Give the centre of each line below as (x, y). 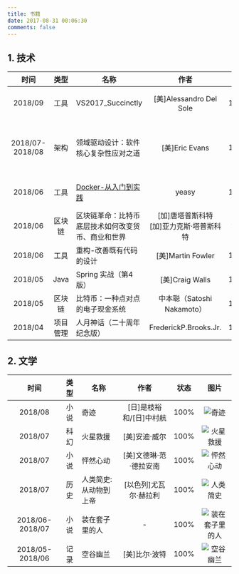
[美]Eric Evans (185, 148)
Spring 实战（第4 (105, 275)
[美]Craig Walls (185, 280)
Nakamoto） (185, 309)
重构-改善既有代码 (107, 250)
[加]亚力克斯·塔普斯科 (185, 227)
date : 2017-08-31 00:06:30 (47, 21)
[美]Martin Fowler (185, 256)
